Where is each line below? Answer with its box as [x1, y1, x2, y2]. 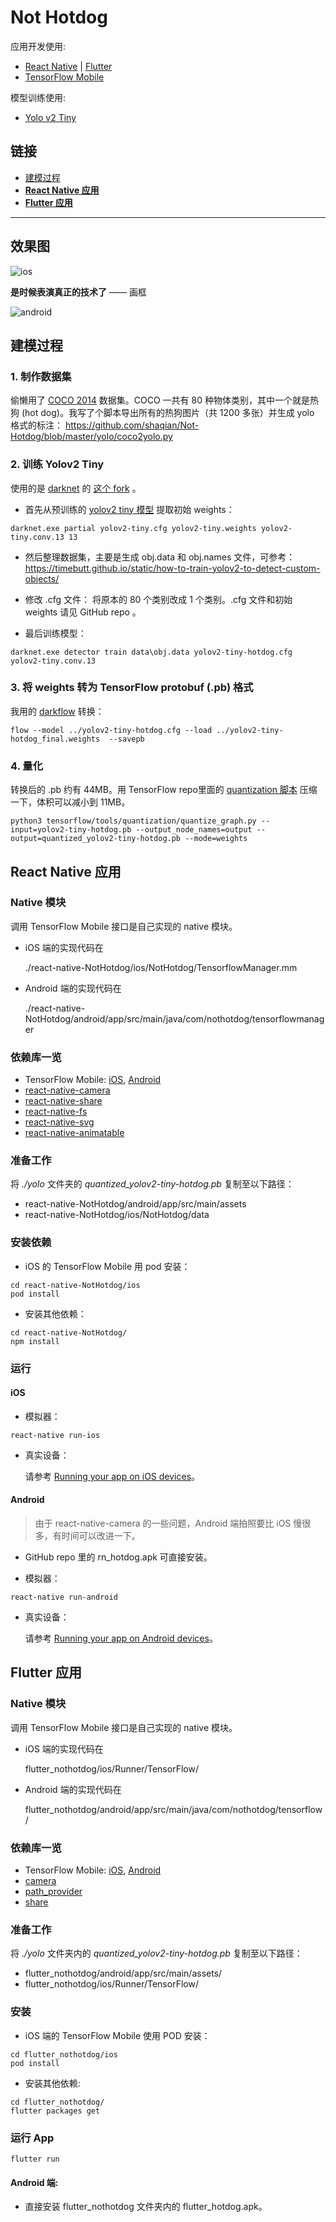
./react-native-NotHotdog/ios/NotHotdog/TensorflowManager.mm [24, 961, 298, 973]
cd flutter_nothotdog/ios [10, 2049, 118, 2060]
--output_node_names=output [135, 825, 253, 835]
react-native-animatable [24, 1127, 125, 1139]
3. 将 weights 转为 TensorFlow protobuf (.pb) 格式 [10, 681, 254, 695]
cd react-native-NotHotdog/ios [10, 1280, 141, 1290]
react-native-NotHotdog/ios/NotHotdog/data [24, 1209, 210, 1221]
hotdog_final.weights [10, 734, 101, 744]
